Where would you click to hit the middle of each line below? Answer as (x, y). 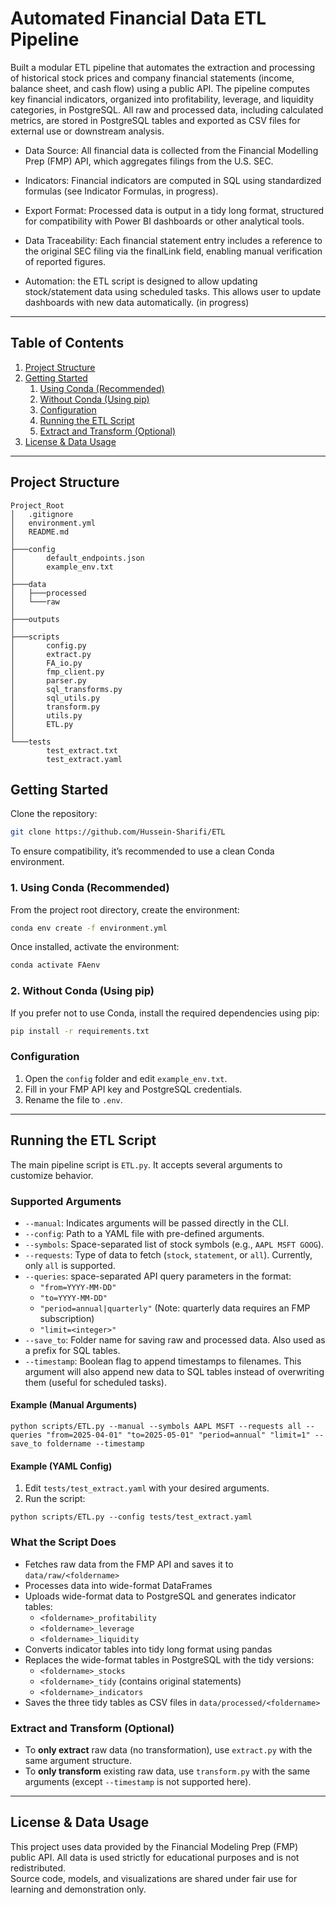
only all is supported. (70, 1265)
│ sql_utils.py (55, 698)
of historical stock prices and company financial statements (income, (152, 78)
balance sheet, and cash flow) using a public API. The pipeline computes (160, 88)
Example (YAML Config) (61, 1466)
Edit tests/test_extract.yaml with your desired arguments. (147, 1488)
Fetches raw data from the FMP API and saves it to (129, 1564)
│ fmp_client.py (57, 672)
